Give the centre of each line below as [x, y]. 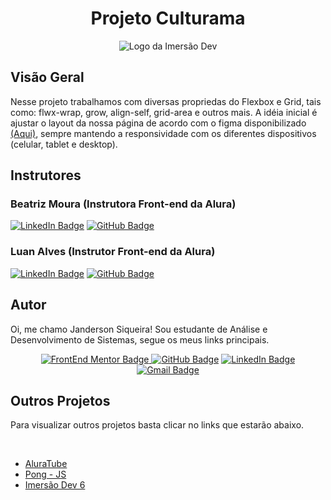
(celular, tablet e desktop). [64, 144]
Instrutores [46, 175]
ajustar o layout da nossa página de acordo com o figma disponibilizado [158, 123]
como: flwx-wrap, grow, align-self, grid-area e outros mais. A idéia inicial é [164, 112]
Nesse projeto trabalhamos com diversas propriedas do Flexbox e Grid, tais [166, 101]
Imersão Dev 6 [55, 485]
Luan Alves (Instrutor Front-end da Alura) [113, 252]
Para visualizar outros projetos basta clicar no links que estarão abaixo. [157, 425]
